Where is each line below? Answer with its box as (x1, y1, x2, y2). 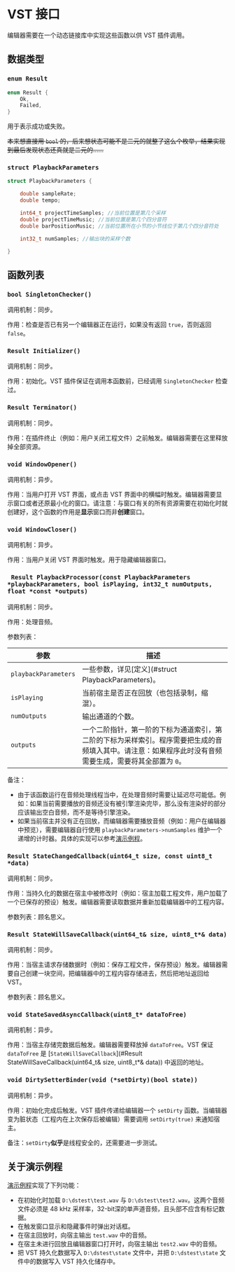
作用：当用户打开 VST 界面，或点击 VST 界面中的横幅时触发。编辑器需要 (7, 490, 216, 498)
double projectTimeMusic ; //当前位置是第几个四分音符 (20, 216, 167, 223)
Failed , (20, 102, 42, 109)
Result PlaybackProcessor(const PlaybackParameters (10, 574, 191, 581)
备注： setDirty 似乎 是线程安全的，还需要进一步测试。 (7, 1138, 162, 1147)
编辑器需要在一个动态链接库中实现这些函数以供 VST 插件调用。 (7, 31, 189, 39)
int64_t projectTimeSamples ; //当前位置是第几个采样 (20, 209, 166, 217)
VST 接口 (7, 6, 61, 22)
